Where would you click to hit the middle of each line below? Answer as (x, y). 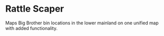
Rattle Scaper (35, 9)
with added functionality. (32, 28)
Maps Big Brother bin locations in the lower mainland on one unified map (82, 23)
